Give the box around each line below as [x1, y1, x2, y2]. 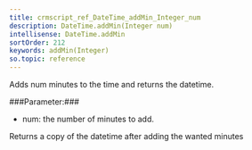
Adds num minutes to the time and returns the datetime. [9, 79, 215, 89]
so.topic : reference [9, 54, 86, 63]
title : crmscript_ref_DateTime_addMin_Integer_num [9, 12, 201, 22]
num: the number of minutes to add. [21, 113, 154, 124]
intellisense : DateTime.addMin [9, 29, 126, 38]
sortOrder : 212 [9, 37, 66, 47]
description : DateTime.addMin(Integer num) [9, 21, 174, 30]
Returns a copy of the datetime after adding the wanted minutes [9, 131, 244, 141]
